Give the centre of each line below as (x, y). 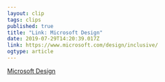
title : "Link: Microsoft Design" (55, 32)
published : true (30, 26)
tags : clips (24, 20)
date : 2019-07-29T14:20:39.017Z (53, 39)
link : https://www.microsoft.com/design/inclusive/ (82, 45)
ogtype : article (30, 52)
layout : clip (26, 13)
